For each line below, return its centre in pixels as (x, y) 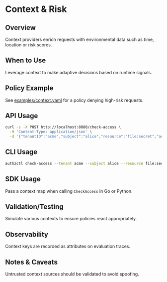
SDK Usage (23, 179)
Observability (27, 234)
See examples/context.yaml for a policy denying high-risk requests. (74, 100)
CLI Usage (21, 152)
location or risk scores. (29, 45)
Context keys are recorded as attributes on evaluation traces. (68, 246)
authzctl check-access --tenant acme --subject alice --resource (74, 163)
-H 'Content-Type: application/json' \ (51, 132)
